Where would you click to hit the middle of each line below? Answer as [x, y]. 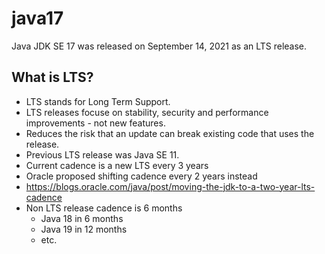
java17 [37, 18]
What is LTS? [52, 77]
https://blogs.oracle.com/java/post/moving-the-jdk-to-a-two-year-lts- [170, 186]
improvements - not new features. [95, 123]
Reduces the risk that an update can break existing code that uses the [170, 133]
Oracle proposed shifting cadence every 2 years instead [141, 176]
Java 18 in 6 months [82, 218]
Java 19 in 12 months [84, 229]
